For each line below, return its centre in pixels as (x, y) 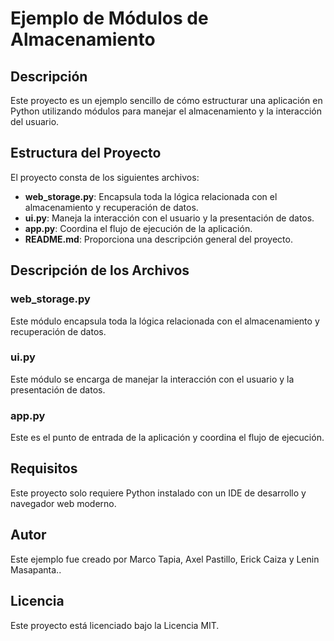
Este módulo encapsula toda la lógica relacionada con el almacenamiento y (165, 321)
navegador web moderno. (63, 503)
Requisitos (44, 468)
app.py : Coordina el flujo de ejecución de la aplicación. (138, 228)
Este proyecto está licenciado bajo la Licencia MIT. (115, 625)
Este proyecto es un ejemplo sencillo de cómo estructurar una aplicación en (166, 100)
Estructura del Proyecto (86, 153)
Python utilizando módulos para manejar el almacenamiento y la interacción (166, 111)
